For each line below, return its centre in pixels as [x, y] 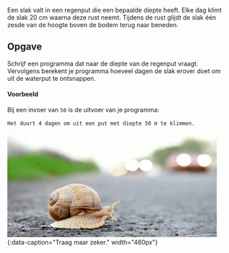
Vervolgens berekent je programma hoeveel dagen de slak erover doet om [114, 71]
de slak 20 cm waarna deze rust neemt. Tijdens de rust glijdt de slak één [112, 17]
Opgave [25, 47]
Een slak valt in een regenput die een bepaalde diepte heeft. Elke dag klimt [114, 10]
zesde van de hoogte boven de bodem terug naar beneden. [93, 25]
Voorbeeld [23, 94]
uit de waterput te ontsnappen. [52, 78]
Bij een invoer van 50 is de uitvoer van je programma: [83, 110]
